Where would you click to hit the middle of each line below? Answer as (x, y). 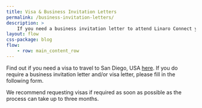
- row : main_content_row (48, 51)
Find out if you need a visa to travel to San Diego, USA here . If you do (92, 68)
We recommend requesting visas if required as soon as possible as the (94, 92)
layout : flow (23, 34)
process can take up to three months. (53, 98)
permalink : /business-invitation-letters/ (60, 17)
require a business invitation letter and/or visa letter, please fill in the (91, 74)
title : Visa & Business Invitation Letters (62, 12)
